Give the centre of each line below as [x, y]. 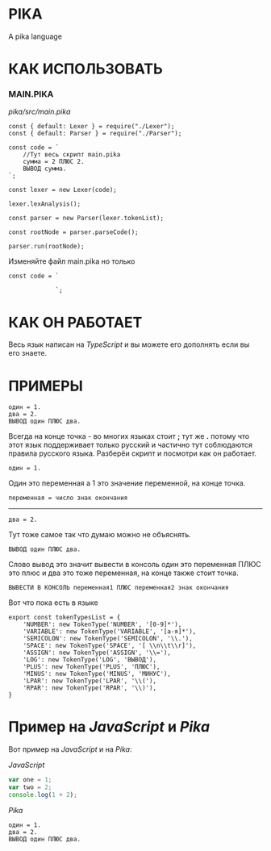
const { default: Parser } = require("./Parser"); [95, 134]
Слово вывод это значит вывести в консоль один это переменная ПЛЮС [135, 565]
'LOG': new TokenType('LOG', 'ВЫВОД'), [90, 660]
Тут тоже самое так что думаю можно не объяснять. [100, 535]
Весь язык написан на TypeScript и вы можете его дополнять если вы [129, 344]
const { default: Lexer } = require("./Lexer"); [92, 127]
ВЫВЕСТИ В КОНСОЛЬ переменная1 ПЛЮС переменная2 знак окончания [119, 588]
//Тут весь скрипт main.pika [72, 155]
